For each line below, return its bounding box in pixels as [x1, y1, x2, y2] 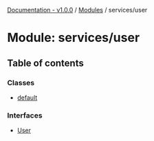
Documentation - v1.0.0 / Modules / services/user [7, 6, 148, 14]
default [16, 93, 38, 102]
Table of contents [7, 57, 84, 69]
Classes [7, 78, 35, 87]
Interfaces [7, 110, 43, 120]
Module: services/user [7, 30, 140, 45]
